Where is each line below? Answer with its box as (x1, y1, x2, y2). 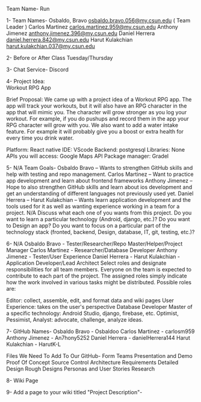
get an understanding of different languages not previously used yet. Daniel (6, 190, 194, 197)
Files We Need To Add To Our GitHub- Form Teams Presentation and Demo (6, 352, 193, 359)
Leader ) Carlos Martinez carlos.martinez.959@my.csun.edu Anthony (6, 24, 179, 30)
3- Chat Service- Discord (6, 66, 69, 73)
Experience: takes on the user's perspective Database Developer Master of (6, 303, 193, 310)
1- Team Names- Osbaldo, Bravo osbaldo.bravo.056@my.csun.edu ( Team (6, 17, 191, 24)
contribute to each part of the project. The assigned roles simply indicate (6, 272, 188, 279)
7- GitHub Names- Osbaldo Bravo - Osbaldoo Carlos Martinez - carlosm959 (6, 328, 195, 335)
